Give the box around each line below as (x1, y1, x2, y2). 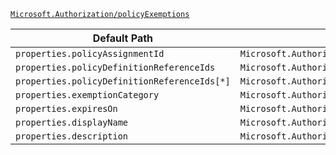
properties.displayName (15, 117, 129, 128)
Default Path (92, 31, 154, 45)
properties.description (15, 131, 129, 142)
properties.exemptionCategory (15, 90, 160, 100)
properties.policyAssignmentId (15, 48, 165, 59)
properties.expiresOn (15, 103, 118, 114)
